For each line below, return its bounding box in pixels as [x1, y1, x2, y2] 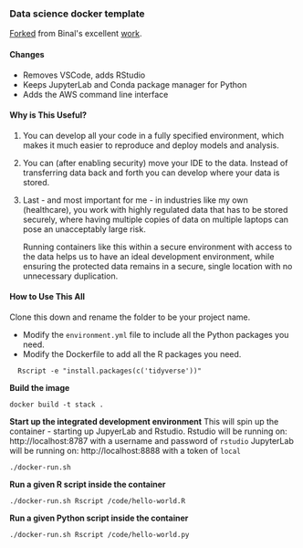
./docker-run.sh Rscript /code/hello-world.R [9, 496, 185, 505]
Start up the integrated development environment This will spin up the [9, 416, 279, 427]
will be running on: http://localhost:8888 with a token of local [9, 445, 242, 456]
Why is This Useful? [9, 110, 88, 121]
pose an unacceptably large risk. [22, 223, 146, 235]
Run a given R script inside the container [9, 479, 166, 490]
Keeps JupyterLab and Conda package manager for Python [22, 79, 247, 90]
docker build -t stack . [9, 400, 104, 409]
